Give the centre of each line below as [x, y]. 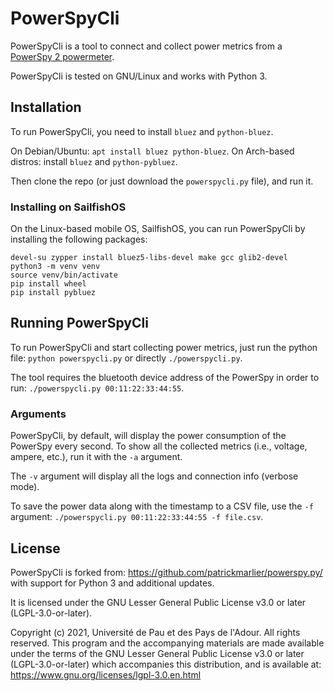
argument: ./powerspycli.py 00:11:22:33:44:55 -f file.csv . [137, 517]
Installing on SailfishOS [68, 207]
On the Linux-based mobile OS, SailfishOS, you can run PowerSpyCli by [158, 229]
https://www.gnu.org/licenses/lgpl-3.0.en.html [106, 674]
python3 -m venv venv [55, 267]
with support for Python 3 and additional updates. [112, 583]
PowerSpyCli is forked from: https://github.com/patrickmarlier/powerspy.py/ [166, 572]
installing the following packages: [79, 239]
